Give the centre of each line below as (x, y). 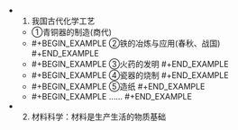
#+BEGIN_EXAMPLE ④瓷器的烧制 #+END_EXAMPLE (130, 75)
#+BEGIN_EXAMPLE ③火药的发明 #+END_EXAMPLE (130, 64)
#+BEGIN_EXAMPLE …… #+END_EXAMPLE (111, 96)
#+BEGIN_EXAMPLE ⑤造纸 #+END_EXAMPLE (118, 87)
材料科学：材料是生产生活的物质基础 (99, 117)
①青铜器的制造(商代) (72, 32)
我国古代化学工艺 (63, 21)
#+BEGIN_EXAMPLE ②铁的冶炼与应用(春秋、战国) (126, 43)
